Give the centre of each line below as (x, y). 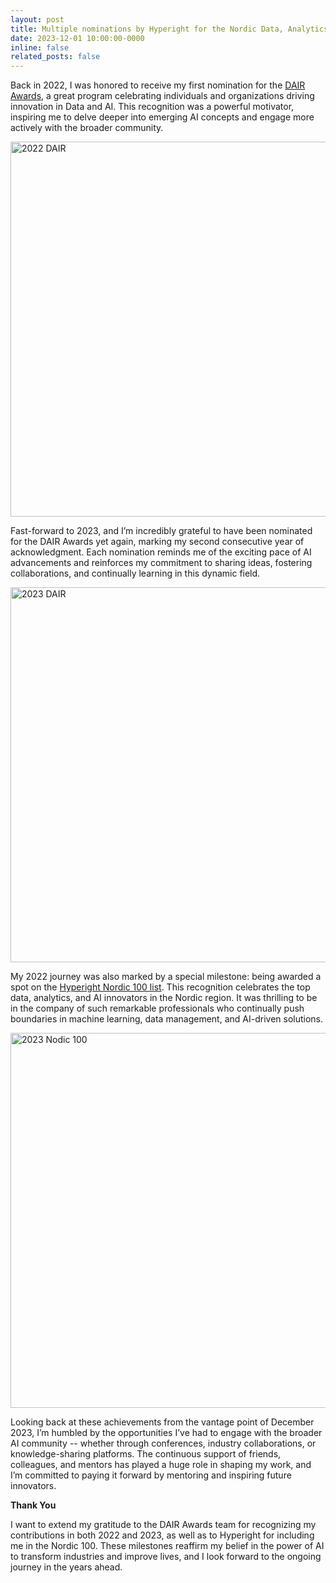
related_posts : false (55, 57)
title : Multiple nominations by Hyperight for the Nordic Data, (147, 29)
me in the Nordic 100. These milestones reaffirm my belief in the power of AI (167, 1546)
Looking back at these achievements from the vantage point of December (162, 1422)
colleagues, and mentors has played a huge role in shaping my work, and (161, 1465)
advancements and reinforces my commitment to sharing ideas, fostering (161, 563)
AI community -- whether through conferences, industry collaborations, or (163, 1443)
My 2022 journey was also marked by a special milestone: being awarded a (166, 977)
